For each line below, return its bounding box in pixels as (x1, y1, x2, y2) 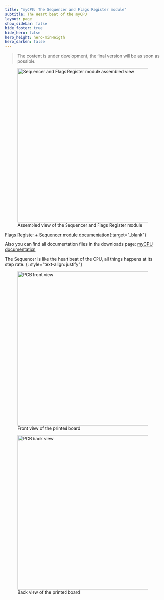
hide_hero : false (5, 30, 41, 35)
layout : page (5, 16, 32, 21)
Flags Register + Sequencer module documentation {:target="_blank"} (5, 232, 147, 238)
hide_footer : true (5, 26, 43, 31)
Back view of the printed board (17, 589, 80, 595)
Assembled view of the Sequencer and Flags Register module (17, 222, 143, 228)
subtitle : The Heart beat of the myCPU (5, 12, 87, 17)
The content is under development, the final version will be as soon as (17, 53, 160, 59)
